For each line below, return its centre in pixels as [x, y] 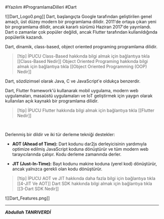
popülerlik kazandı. [24, 37]
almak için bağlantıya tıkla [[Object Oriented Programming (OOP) [82, 66]
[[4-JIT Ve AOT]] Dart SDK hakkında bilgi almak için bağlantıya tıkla [84, 183]
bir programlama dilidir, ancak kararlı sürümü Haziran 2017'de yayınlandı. [78, 27]
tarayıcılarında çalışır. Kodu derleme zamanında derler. [67, 154]
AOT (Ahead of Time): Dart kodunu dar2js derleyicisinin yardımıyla [79, 144]
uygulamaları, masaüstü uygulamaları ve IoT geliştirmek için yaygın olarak [79, 96]
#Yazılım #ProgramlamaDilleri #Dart [41, 7]
